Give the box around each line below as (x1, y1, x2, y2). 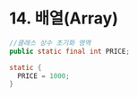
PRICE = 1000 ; (17, 71, 70, 81)
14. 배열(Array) (9, 8, 118, 29)
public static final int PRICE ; (9, 47, 130, 56)
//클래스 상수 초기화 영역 (9, 38, 91, 48)
